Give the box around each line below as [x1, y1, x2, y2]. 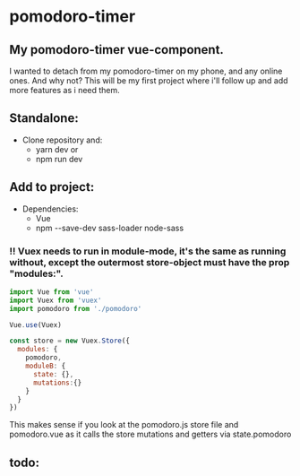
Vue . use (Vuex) [9, 320, 63, 329]
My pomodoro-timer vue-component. [9, 42, 224, 57]
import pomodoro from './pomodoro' [9, 304, 142, 313]
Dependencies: [21, 203, 79, 214]
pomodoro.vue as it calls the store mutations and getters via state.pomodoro [9, 428, 292, 440]
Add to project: [9, 179, 95, 195]
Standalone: [9, 110, 79, 126]
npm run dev [35, 153, 83, 164]
